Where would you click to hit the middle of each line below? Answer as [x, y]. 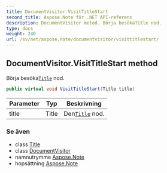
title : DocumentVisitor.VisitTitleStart [57, 12]
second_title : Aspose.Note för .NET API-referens [69, 17]
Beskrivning [84, 103]
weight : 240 [21, 34]
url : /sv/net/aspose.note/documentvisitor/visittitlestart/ [83, 39]
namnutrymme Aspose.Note [50, 157]
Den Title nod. [84, 113]
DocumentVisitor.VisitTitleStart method [82, 64]
